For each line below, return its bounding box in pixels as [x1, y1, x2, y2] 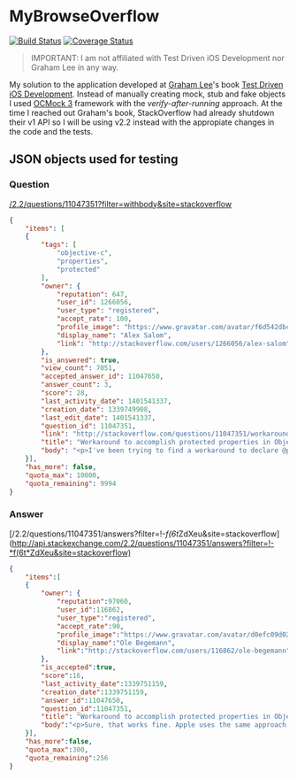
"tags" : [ [41, 241, 77, 250]
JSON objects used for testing [9, 152, 179, 167]
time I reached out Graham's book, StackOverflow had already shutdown [9, 107, 275, 118]
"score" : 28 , [41, 389, 89, 397]
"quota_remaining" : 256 [25, 753, 109, 762]
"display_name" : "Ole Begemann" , [56, 638, 176, 647]
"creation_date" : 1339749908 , [41, 405, 152, 413]
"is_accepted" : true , [41, 663, 117, 672]
